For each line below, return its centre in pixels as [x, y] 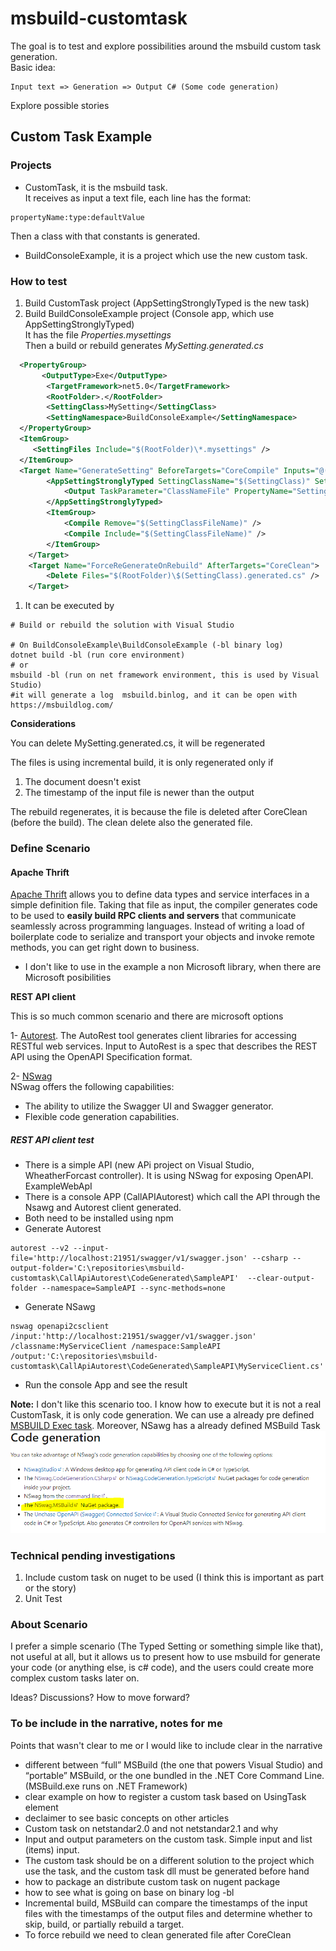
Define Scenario [50, 849]
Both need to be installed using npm [99, 1218]
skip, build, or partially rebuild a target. [104, 1924]
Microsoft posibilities [68, 978]
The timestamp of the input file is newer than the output [139, 793]
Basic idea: [33, 67]
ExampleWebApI [58, 1186]
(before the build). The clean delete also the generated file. [131, 823]
